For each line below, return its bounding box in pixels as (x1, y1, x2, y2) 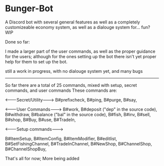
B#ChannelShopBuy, (5, 146, 47, 152)
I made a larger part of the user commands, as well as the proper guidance (5, 48, 156, 54)
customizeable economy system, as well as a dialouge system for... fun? (5, 24, 150, 30)
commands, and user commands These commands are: (5, 87, 117, 93)
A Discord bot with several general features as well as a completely (5, 19, 140, 25)
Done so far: (5, 39, 30, 44)
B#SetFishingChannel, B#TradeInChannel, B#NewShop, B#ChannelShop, (5, 141, 152, 146)
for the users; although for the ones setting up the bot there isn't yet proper (5, 53, 157, 59)
